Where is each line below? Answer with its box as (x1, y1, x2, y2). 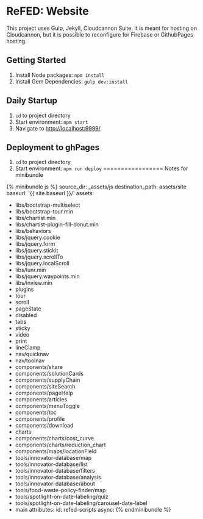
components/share (15, 363, 63, 371)
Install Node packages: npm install (15, 71, 105, 79)
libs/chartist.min (15, 215, 56, 222)
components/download (15, 422, 74, 429)
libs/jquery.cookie (15, 234, 60, 242)
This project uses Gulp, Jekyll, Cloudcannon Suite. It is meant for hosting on (6, 24, 197, 32)
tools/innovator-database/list (15, 460, 88, 468)
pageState (15, 305, 41, 312)
